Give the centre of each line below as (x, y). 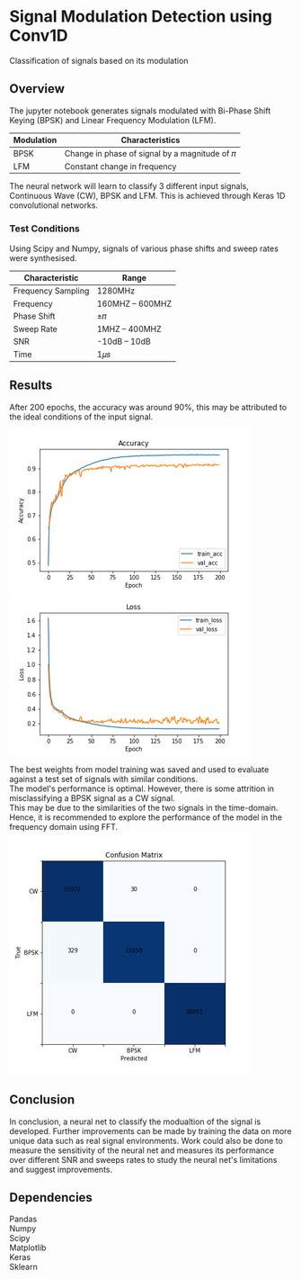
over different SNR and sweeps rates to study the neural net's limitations (143, 1159)
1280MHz (116, 291)
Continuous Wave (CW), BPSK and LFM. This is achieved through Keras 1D (147, 196)
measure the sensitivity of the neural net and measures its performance (142, 1150)
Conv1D (39, 36)
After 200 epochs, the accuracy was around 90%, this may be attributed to (148, 407)
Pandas (23, 1219)
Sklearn (23, 1267)
